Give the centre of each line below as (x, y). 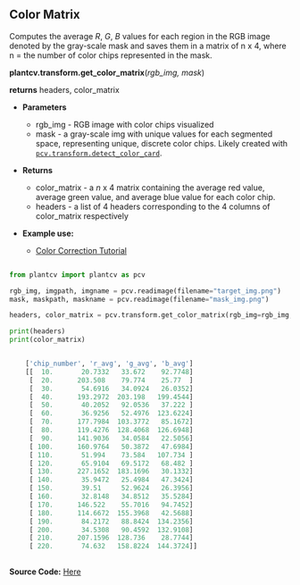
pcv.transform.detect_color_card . (99, 153)
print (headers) (37, 331)
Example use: (48, 233)
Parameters (44, 107)
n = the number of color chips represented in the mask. (111, 55)
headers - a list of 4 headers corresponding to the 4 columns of (153, 206)
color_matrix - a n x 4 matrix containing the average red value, (150, 188)
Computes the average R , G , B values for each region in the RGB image (140, 36)
